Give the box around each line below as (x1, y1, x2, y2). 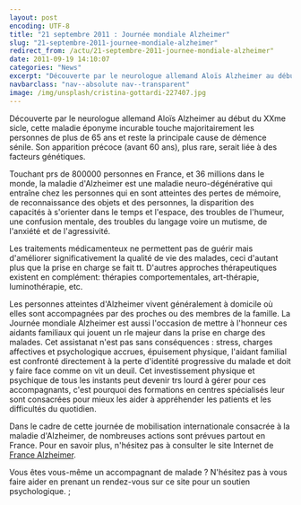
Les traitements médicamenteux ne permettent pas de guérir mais (9, 243, 254, 254)
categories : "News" (9, 64, 82, 73)
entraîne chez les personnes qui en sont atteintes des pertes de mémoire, (9, 187, 281, 198)
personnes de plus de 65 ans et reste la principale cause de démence (9, 132, 267, 143)
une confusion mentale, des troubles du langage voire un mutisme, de (9, 216, 268, 227)
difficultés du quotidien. (9, 403, 97, 414)
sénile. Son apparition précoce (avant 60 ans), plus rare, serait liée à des (9, 141, 278, 152)
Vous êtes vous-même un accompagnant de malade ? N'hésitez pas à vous (9, 466, 288, 477)
